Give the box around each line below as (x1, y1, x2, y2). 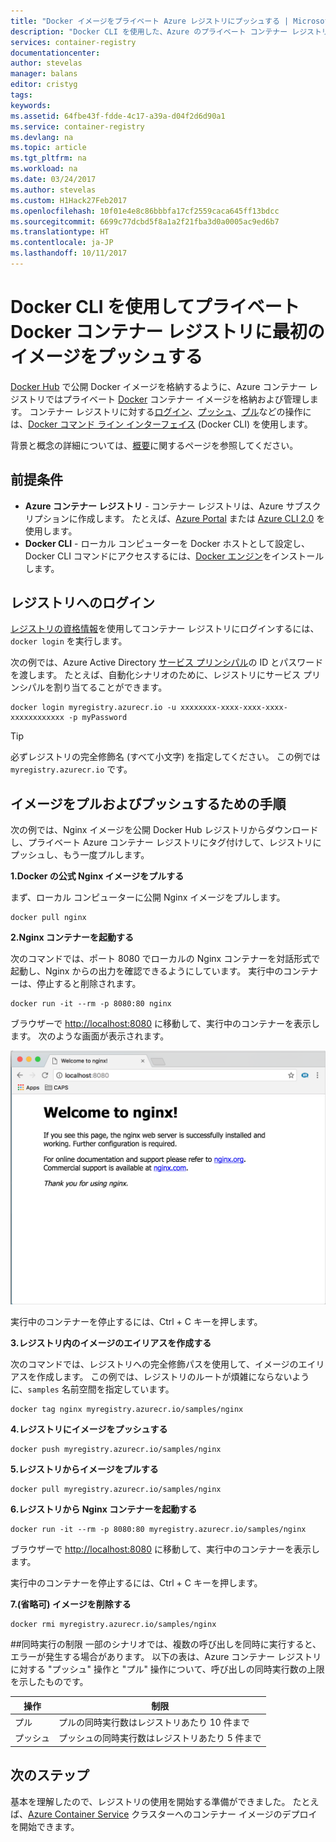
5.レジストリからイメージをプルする (10, 1463, 159, 1475)
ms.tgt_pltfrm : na (10, 153, 87, 164)
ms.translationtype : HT (10, 227, 110, 237)
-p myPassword (68, 713, 128, 723)
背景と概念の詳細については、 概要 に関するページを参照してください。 (10, 439, 299, 451)
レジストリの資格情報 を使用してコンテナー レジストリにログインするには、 (10, 623, 320, 635)
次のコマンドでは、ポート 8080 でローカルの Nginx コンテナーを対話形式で (10, 953, 321, 965)
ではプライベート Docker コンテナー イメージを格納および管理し (44, 393, 310, 405)
